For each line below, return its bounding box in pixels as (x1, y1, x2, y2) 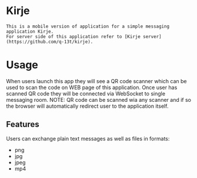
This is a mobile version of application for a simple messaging (6, 23, 169, 29)
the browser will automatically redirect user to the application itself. (6, 102, 169, 109)
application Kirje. (6, 28, 54, 35)
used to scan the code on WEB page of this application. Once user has (6, 84, 178, 91)
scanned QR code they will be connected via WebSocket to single (6, 90, 166, 97)
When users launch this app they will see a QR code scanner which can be (6, 77, 187, 84)
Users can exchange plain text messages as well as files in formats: (6, 135, 170, 142)
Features (6, 119, 39, 129)
